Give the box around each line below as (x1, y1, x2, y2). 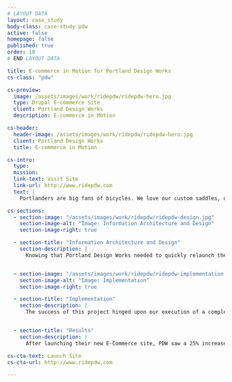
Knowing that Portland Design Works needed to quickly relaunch (25, 251, 215, 259)
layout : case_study (7, 17, 64, 23)
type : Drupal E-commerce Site (13, 99, 100, 106)
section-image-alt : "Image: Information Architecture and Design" (19, 220, 215, 227)
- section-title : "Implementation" (13, 296, 116, 303)
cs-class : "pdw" (7, 74, 54, 81)
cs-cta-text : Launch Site (7, 352, 81, 359)
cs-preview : (7, 86, 41, 93)
